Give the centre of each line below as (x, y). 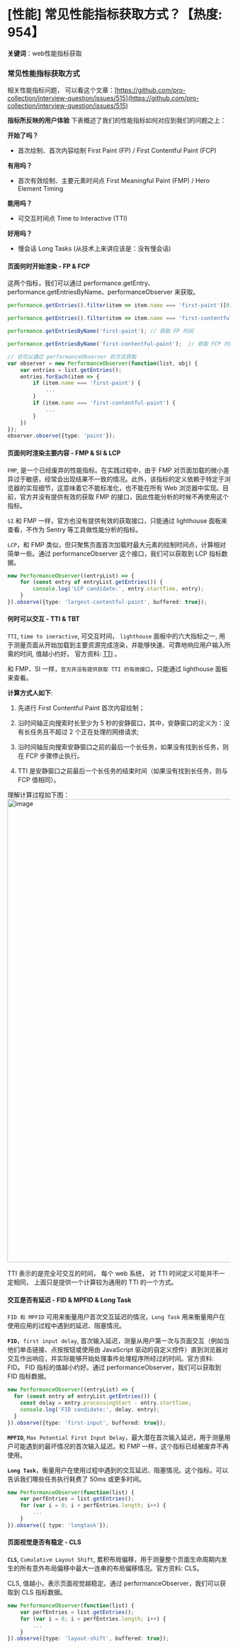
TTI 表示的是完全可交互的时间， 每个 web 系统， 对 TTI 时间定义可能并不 (113, 1274)
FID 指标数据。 (29, 1377)
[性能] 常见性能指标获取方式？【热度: (115, 15)
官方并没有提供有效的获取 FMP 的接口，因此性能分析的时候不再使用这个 (124, 497)
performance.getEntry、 (119, 283)
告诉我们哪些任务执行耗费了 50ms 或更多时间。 (76, 1479)
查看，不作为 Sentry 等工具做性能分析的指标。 (75, 529)
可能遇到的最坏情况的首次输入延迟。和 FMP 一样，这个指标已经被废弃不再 (121, 1446)
